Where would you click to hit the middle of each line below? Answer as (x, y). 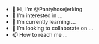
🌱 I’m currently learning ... (44, 22)
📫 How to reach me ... (40, 35)
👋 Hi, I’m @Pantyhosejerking (47, 9)
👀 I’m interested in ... (37, 15)
